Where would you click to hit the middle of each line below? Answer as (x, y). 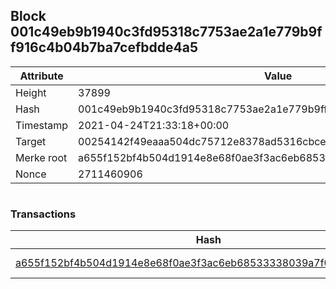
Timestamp (42, 125)
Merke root (41, 157)
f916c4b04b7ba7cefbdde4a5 (104, 47)
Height (31, 92)
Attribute (41, 76)
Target (31, 141)
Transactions (43, 214)
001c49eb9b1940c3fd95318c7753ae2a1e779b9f (166, 32)
